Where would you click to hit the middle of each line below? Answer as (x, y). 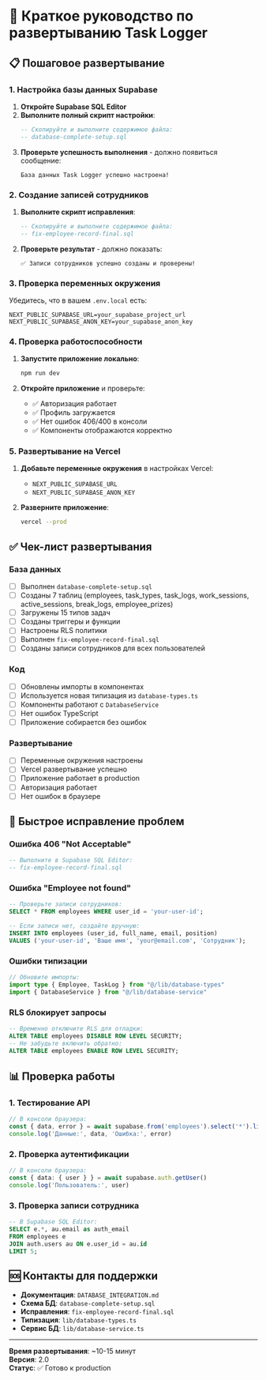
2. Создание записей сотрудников (79, 194)
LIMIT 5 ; (23, 1251)
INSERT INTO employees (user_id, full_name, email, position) (113, 933)
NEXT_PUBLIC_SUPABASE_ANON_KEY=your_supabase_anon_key (101, 322)
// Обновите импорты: (45, 978)
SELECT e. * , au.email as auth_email (69, 1229)
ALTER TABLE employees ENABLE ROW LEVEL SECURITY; (94, 1050)
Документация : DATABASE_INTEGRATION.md (90, 1295)
